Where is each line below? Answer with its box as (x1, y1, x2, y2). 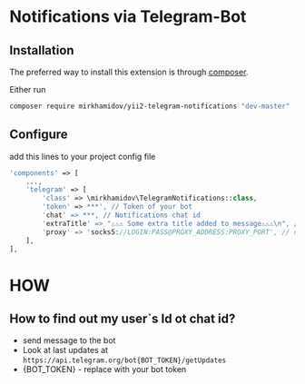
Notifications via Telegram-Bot (9, 6, 247, 27)
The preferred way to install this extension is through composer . (9, 66, 249, 77)
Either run (9, 84, 46, 94)
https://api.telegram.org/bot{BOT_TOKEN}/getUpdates (22, 356, 227, 365)
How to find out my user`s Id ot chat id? (9, 311, 236, 327)
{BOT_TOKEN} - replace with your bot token (22, 364, 187, 375)
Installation (9, 43, 74, 58)
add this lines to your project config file (9, 151, 156, 162)
